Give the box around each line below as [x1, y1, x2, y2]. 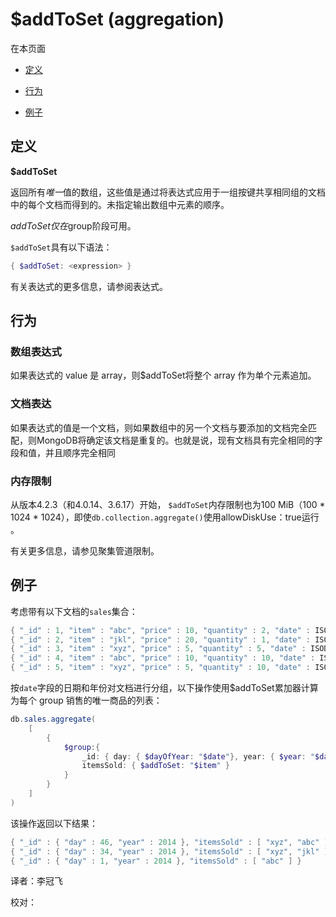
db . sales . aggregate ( [10, 714, 97, 725]
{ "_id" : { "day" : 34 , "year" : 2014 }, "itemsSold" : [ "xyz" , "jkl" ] [10, 846, 329, 857]
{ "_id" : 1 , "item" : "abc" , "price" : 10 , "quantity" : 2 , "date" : [10, 625, 312, 635]
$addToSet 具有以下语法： [10, 241, 113, 253]
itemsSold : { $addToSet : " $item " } [81, 761, 230, 771]
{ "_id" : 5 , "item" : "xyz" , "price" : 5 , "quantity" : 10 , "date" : [10, 663, 312, 673]
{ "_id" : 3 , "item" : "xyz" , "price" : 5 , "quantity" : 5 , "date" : [10, 644, 307, 654]
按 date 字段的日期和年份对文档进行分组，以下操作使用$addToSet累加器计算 [10, 682, 319, 694]
